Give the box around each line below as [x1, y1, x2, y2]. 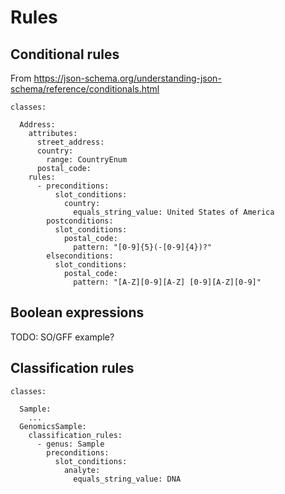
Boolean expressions [10, 304, 145, 321]
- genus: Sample [36, 439, 105, 449]
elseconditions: [46, 251, 114, 261]
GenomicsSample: [19, 421, 87, 431]
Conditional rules [10, 46, 120, 63]
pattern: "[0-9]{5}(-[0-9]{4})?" [73, 242, 213, 252]
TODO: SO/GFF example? [10, 331, 115, 343]
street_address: [36, 137, 105, 147]
